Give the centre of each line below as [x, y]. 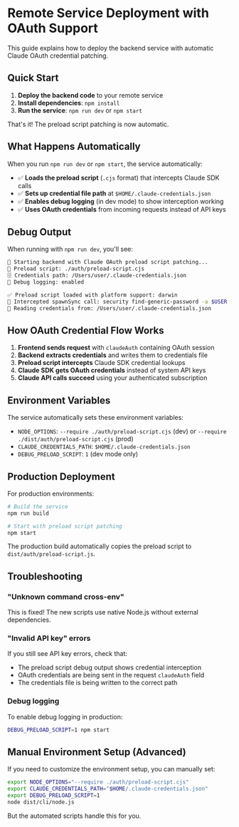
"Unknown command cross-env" [66, 597]
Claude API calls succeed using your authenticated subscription [112, 378]
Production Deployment [61, 477]
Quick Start [33, 78]
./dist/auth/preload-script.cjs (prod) [75, 439]
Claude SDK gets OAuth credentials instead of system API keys [112, 370]
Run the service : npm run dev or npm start [80, 110]
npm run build [28, 513]
